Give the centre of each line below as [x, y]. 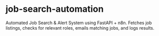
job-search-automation [55, 9]
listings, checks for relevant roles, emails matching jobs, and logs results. [80, 28]
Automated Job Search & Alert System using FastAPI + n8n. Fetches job [79, 23]
